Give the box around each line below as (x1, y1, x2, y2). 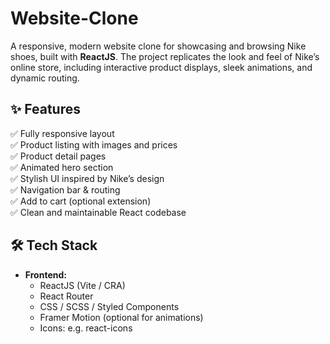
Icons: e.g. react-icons (39, 322, 133, 334)
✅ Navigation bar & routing (10, 183, 121, 196)
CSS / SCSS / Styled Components (39, 300, 180, 312)
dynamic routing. (10, 72, 80, 84)
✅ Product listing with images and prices (10, 138, 178, 151)
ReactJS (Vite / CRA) (39, 279, 126, 291)
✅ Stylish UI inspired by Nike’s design (10, 172, 165, 184)
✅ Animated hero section (10, 161, 114, 173)
